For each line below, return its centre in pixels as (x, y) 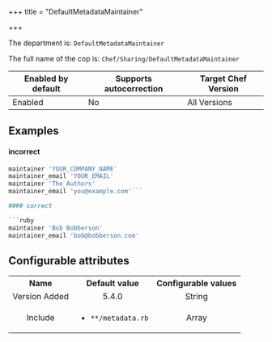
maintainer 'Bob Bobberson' (56, 228)
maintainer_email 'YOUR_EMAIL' (61, 176)
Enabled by (46, 78)
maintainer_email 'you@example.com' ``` (76, 192)
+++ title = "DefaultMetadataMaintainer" (76, 12)
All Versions (210, 102)
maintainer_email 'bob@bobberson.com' (74, 235)
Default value (113, 284)
